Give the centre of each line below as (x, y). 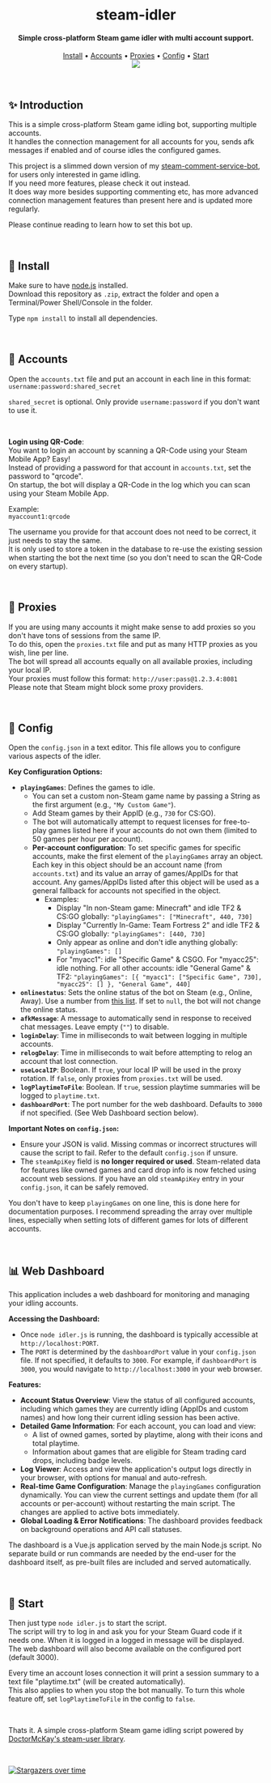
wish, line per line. (38, 653)
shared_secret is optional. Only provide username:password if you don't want (134, 402)
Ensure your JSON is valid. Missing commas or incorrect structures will (138, 1144)
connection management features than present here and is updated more (131, 201)
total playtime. (56, 1444)
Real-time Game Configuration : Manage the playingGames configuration (140, 1487)
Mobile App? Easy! (39, 458)
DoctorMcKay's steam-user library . (67, 1739)
